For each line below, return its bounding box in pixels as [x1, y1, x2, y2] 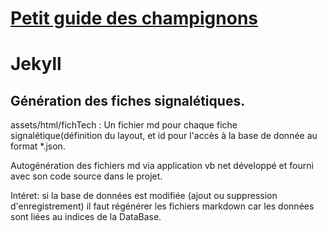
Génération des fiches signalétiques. [10, 92, 246, 109]
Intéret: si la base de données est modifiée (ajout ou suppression [10, 190, 278, 202]
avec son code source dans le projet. [10, 170, 163, 182]
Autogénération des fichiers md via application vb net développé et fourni [10, 160, 314, 172]
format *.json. [10, 140, 66, 152]
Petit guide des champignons [10, 7, 258, 30]
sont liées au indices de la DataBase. [10, 211, 162, 223]
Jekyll [10, 53, 62, 76]
